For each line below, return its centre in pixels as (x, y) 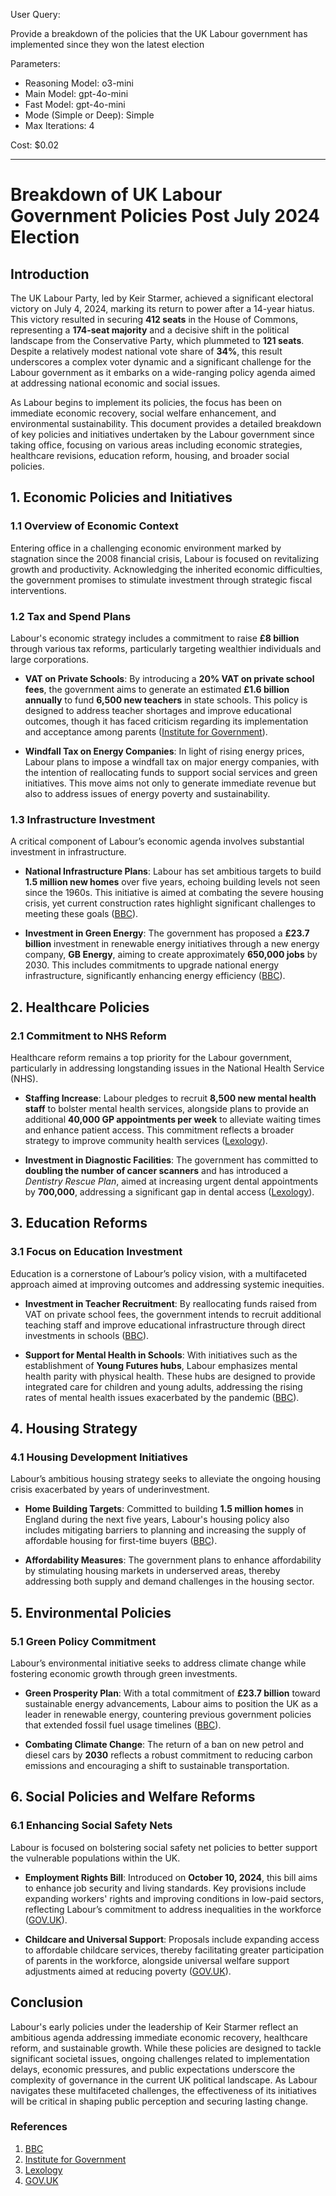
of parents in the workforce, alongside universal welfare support (157, 1960)
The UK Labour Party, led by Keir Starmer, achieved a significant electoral (162, 298)
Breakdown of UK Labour (116, 195)
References (39, 2127)
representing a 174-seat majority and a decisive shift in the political (150, 330)
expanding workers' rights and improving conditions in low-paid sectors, (174, 1898)
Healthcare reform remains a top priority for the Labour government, (151, 1057)
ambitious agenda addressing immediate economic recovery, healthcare (159, 2037)
